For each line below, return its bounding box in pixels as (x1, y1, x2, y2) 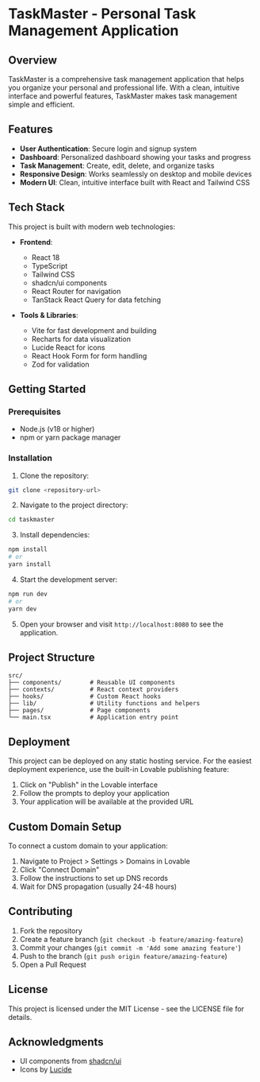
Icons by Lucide (19, 1065, 72, 1074)
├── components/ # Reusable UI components (8, 679, 176, 687)
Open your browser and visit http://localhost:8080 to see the (19, 619, 224, 629)
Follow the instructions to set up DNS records (19, 874, 169, 883)
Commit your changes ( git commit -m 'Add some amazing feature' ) (19, 943, 242, 952)
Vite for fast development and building (31, 325, 157, 335)
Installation (8, 452, 53, 463)
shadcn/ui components (31, 277, 107, 287)
